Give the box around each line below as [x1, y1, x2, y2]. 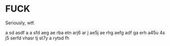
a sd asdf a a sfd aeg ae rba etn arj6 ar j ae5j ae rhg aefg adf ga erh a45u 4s [5, 29, 165, 35]
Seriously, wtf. [5, 20, 35, 26]
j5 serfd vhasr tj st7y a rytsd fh [5, 35, 70, 41]
